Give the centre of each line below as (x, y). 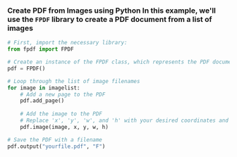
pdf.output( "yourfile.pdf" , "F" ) (56, 146)
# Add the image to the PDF (61, 114)
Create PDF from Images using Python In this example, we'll (112, 11)
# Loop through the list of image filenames (74, 81)
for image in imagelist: (44, 88)
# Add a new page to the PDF (63, 94)
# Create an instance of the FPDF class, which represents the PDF (109, 62)
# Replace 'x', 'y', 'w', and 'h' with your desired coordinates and (124, 121)
